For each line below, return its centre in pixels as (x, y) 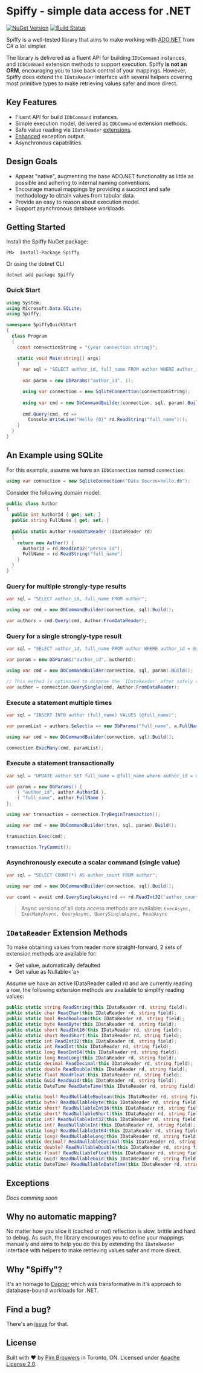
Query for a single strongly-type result (64, 636)
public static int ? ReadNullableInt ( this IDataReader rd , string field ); (101, 1125)
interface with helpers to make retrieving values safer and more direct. (94, 1250)
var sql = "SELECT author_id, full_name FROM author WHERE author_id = (98, 649)
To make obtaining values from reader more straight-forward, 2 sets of (94, 947)
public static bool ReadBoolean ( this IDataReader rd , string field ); (96, 1019)
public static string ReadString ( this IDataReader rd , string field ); (97, 1008)
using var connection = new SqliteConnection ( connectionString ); (106, 392)
